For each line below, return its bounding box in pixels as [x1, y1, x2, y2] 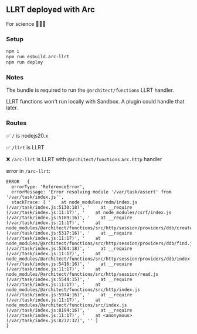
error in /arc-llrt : [6, 168, 51, 175]
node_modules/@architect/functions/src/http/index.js [6, 287, 141, 293]
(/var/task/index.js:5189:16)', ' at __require [6, 215, 133, 221]
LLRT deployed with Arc [6, 5, 96, 15]
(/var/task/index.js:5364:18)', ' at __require [6, 246, 133, 252]
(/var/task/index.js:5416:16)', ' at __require [6, 261, 133, 267]
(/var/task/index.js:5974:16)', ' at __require [6, 292, 133, 298]
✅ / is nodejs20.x [6, 132, 49, 139]
